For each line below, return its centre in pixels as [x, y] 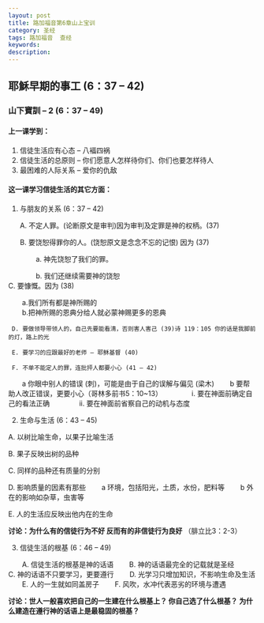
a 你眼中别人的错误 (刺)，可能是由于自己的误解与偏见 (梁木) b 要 [133, 383]
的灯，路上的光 [29, 337]
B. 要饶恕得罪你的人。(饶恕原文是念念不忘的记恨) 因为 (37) [114, 242]
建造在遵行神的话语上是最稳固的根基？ [77, 610]
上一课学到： [29, 130]
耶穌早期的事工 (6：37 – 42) [76, 87]
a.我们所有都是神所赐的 [59, 302]
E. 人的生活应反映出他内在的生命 [61, 514]
